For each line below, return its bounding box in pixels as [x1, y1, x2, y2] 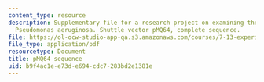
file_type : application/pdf [8, 41, 101, 48]
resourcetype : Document [8, 48, 86, 55]
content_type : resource [8, 11, 86, 20]
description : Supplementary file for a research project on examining [8, 19, 244, 27]
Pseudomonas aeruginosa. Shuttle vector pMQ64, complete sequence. [15, 26, 241, 34]
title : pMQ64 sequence [8, 55, 82, 63]
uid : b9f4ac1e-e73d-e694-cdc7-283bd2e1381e [8, 62, 153, 70]
